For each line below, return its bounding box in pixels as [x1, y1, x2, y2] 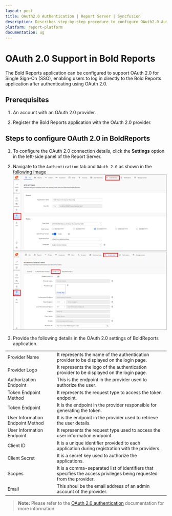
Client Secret [7, 455, 35, 461]
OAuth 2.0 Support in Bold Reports [5, 53, 156, 64]
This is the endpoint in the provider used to [57, 377, 147, 383]
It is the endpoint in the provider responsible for [57, 402, 157, 408]
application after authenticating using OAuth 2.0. [5, 81, 107, 87]
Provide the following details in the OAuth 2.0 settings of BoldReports [12, 335, 159, 342]
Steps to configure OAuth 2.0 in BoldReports [5, 134, 150, 143]
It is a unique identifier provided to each [57, 440, 141, 446]
